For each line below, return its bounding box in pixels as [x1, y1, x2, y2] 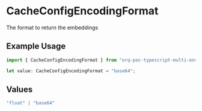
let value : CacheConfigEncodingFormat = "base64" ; [6, 67, 136, 74]
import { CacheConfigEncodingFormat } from [6, 57, 117, 63]
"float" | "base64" [6, 100, 55, 106]
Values [6, 84, 33, 94]
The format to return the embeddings [6, 24, 99, 31]
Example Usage [6, 41, 66, 51]
